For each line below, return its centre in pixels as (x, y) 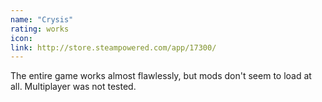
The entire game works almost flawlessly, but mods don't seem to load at (161, 76)
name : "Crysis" (42, 19)
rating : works (40, 29)
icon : (21, 38)
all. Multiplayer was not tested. (73, 87)
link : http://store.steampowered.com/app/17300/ (113, 47)
